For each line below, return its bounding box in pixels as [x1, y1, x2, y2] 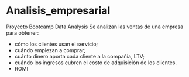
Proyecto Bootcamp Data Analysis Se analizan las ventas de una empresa [6, 23, 184, 30]
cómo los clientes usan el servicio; [14, 41, 98, 47]
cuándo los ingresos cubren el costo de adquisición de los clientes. [14, 59, 177, 66]
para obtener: [6, 29, 39, 36]
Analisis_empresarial [6, 4, 111, 17]
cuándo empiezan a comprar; [14, 46, 86, 53]
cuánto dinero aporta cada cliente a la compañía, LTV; [14, 53, 145, 60]
